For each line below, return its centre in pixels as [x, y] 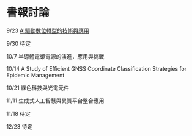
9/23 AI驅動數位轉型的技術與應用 [48, 30]
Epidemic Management [35, 75]
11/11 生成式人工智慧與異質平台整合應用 [55, 101]
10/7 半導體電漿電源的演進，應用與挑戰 [55, 56]
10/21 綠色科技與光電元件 [38, 88]
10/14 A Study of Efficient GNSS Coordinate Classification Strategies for [97, 68]
